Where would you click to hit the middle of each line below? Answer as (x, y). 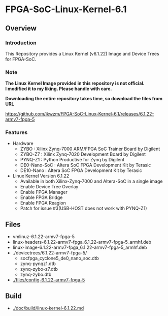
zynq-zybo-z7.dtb (39, 269)
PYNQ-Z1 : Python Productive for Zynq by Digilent (72, 160)
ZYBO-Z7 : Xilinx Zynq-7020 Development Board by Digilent (83, 154)
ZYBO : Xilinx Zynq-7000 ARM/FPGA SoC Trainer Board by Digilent (90, 149)
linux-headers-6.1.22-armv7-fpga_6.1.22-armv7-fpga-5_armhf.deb (82, 242)
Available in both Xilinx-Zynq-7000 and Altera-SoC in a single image (91, 181)
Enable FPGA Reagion (43, 203)
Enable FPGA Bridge (41, 197)
